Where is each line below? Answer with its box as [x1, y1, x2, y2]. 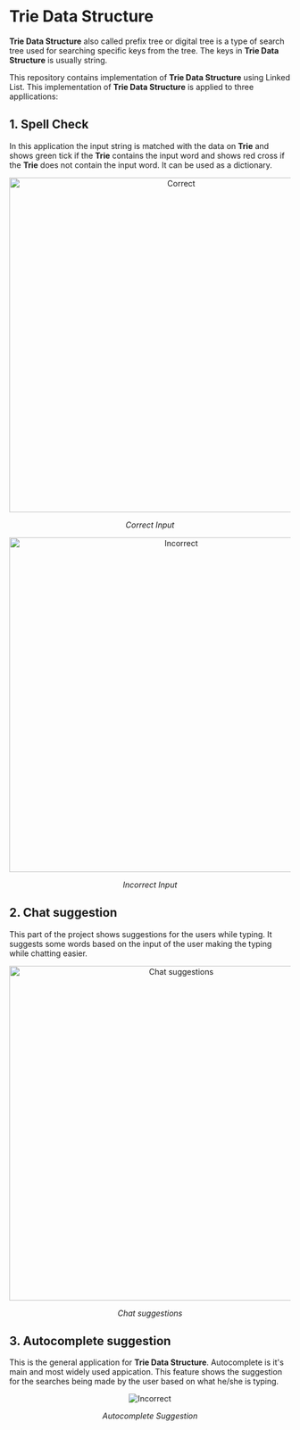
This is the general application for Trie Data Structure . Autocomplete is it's [9, 1357, 284, 1368]
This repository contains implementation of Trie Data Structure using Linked [9, 71, 290, 82]
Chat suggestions [117, 1308, 183, 1318]
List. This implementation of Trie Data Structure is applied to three [9, 81, 254, 92]
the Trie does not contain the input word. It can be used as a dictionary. [9, 159, 272, 170]
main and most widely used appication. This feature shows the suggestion [9, 1367, 283, 1377]
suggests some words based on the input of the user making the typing [9, 938, 272, 949]
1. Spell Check [9, 117, 89, 132]
